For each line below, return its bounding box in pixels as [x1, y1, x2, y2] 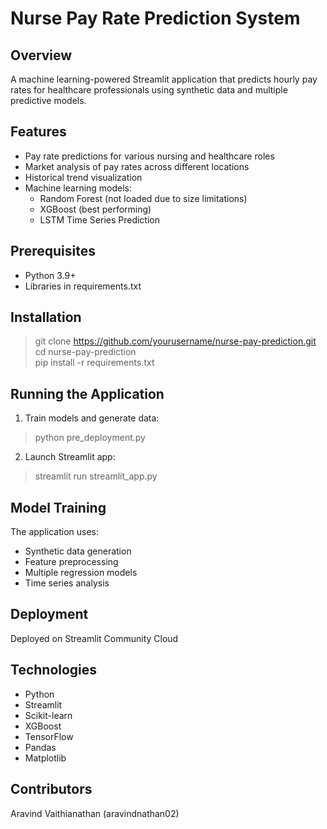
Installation [10, 309, 82, 326]
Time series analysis [24, 577, 110, 589]
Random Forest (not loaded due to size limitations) [39, 192, 248, 204]
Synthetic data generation [24, 545, 132, 557]
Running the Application [10, 385, 165, 402]
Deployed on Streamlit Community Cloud [10, 632, 179, 644]
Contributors [10, 781, 93, 798]
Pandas [24, 741, 57, 753]
